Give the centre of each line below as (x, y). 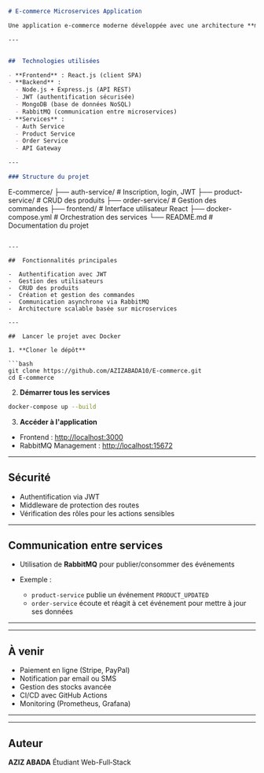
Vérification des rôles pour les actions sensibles (97, 513)
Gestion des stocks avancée (65, 687)
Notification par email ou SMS (68, 678)
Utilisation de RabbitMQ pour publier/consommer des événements (127, 564)
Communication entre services (86, 545)
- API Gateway (38, 149)
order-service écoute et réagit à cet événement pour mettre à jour (139, 604)
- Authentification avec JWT (58, 274)
